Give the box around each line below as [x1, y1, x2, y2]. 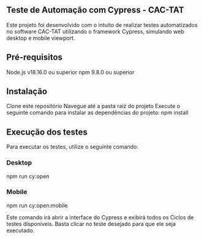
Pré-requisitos [6, 52, 63, 63]
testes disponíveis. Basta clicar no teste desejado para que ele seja [6, 220, 176, 227]
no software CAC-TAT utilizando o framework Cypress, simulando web [6, 28, 185, 35]
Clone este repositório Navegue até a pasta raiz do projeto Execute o [6, 103, 181, 110]
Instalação [6, 86, 48, 97]
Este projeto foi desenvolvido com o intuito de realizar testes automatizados [6, 21, 198, 28]
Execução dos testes [6, 127, 88, 137]
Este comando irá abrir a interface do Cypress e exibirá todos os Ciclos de [6, 213, 194, 221]
